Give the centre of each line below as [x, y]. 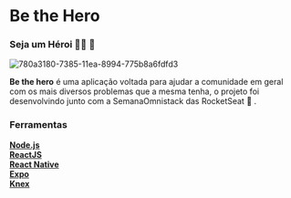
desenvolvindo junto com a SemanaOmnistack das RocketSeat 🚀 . [133, 101]
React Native [34, 164]
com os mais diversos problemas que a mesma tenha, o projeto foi [135, 91]
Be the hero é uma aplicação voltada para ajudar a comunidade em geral [146, 82]
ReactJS [26, 154]
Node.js [25, 145]
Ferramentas [39, 125]
